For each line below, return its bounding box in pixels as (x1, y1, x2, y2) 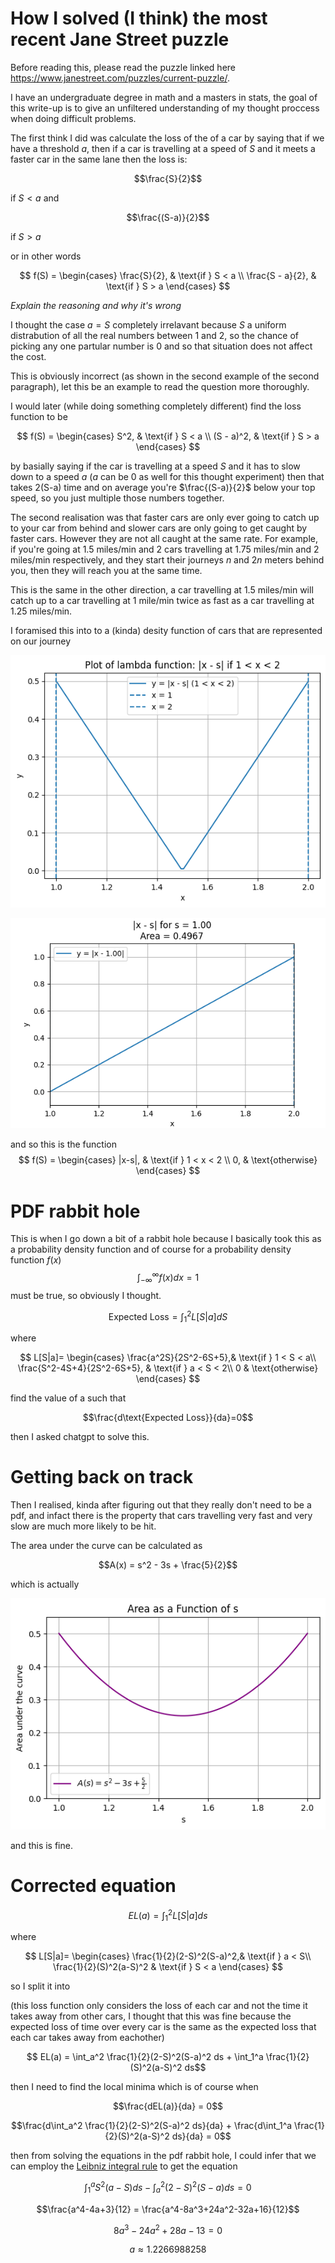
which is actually (10, 1578, 80, 1591)
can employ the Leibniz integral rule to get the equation (10, 2160, 238, 2172)
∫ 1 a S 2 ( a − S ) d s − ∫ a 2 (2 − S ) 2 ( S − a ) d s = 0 (84, 2180, 252, 2196)
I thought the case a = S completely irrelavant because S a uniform (10, 318, 287, 331)
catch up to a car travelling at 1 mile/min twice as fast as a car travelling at (10, 594, 315, 606)
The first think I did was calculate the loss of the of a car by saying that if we (10, 132, 325, 144)
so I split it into (10, 1980, 71, 1992)
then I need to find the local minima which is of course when (10, 2081, 259, 2093)
